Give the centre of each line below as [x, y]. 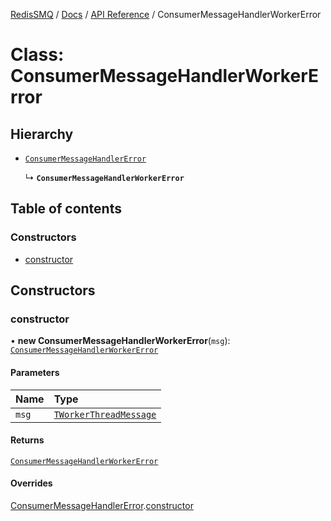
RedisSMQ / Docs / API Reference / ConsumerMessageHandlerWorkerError [166, 14]
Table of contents [66, 209]
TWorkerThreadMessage [105, 414]
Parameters [35, 372]
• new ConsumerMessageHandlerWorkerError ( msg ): [120, 341]
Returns [27, 440]
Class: [37, 55]
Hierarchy [42, 134]
